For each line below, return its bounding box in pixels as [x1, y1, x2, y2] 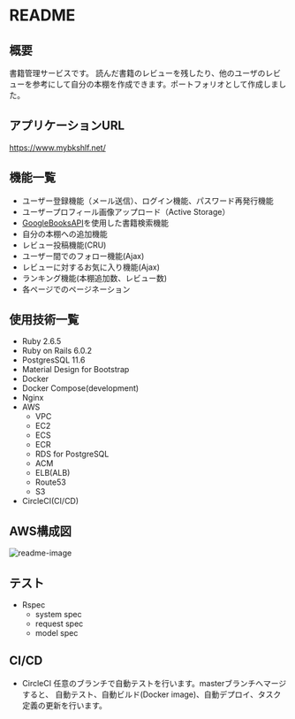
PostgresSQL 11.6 [21, 355, 86, 365]
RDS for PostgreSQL [34, 448, 110, 460]
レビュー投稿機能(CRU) [21, 240, 107, 250]
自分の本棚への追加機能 [21, 228, 108, 239]
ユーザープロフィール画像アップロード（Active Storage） [21, 206, 231, 217]
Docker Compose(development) [21, 383, 140, 394]
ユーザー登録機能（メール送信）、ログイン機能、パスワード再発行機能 [21, 195, 274, 206]
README [9, 5, 76, 26]
